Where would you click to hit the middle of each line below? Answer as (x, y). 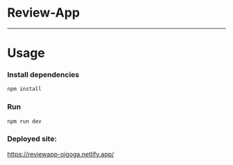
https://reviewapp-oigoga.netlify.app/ (61, 154)
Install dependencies (43, 75)
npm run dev (24, 121)
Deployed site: (32, 139)
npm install (24, 89)
